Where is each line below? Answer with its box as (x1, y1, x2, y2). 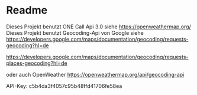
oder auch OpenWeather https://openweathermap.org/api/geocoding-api (6, 71, 185, 78)
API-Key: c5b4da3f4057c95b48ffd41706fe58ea (6, 82, 122, 89)
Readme (6, 4, 48, 17)
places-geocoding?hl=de (6, 60, 67, 67)
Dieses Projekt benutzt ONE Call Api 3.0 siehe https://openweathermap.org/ (6, 23, 191, 30)
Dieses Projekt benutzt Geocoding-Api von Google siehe (6, 29, 144, 36)
